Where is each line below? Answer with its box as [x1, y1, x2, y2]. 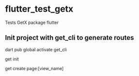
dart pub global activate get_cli [5, 46, 67, 52]
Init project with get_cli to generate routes [5, 34, 135, 42]
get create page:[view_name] [5, 65, 64, 71]
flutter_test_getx [5, 3, 74, 15]
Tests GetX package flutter [5, 19, 59, 25]
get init [5, 56, 19, 62]
